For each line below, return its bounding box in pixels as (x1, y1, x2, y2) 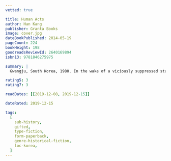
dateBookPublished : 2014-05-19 (5, 36, 72, 41)
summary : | (5, 64, 28, 69)
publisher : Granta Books (5, 26, 58, 31)
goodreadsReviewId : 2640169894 (5, 49, 72, 55)
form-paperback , (14, 133, 49, 139)
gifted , (14, 124, 31, 129)
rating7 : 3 (5, 83, 28, 88)
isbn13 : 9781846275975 (5, 55, 53, 60)
